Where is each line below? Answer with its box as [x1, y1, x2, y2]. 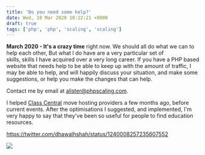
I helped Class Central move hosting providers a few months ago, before [6, 99, 189, 107]
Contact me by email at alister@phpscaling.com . [6, 87, 129, 95]
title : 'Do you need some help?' [6, 9, 92, 15]
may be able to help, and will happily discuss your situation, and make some [6, 69, 198, 77]
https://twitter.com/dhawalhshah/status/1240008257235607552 [6, 130, 168, 138]
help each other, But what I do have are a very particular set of [6, 50, 164, 57]
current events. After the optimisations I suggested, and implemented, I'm [6, 105, 192, 113]
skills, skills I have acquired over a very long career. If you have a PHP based [6, 56, 199, 63]
